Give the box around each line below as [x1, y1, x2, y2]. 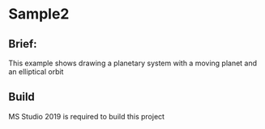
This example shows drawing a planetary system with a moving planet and [8, 58, 258, 68]
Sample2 [8, 5, 70, 23]
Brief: [8, 37, 38, 51]
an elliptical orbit [8, 67, 64, 77]
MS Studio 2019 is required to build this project [8, 111, 165, 121]
